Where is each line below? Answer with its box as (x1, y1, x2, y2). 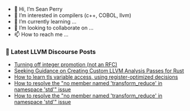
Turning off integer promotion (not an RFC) (13, 61, 118, 68)
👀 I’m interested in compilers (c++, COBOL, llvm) (13, 12, 131, 19)
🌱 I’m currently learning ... (13, 18, 77, 25)
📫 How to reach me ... (13, 31, 69, 38)
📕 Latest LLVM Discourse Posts (5, 48, 96, 56)
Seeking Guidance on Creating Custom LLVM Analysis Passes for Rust (13, 68, 184, 75)
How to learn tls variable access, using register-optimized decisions (13, 73, 178, 80)
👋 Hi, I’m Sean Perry (13, 6, 63, 12)
